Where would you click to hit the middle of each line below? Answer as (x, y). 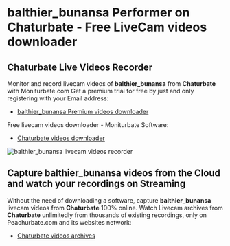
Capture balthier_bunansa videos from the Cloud (114, 173)
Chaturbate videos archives (56, 236)
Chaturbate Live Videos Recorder (80, 67)
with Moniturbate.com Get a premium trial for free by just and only (101, 91)
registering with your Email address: (58, 98)
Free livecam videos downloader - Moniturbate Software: (88, 125)
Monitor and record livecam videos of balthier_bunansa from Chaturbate (112, 83)
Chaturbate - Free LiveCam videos (107, 27)
